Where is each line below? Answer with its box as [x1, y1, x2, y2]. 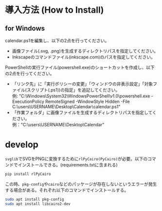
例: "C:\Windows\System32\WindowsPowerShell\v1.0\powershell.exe [12, 93, 150, 99]
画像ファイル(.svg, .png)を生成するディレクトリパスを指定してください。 [12, 48, 159, 54]
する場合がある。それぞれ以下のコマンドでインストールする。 [5, 187, 129, 193]
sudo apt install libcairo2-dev [5, 201, 71, 206]
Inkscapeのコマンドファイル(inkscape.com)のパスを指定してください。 [12, 54, 156, 60]
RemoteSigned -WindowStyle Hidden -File [45, 98, 130, 104]
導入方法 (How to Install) [5, 4, 104, 16]
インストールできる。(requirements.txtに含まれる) [18, 162, 118, 168]
